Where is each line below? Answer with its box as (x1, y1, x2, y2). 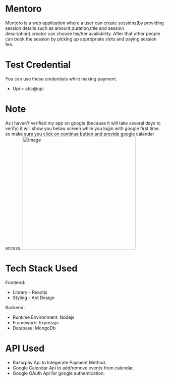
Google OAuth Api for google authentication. (12, 370, 105, 376)
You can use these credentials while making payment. (5, 75, 118, 81)
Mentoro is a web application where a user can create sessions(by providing (5, 20, 164, 26)
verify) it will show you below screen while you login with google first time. (5, 125, 160, 132)
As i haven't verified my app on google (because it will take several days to (5, 120, 161, 126)
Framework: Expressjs (12, 319, 59, 325)
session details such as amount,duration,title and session (5, 25, 125, 31)
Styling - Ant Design (12, 294, 54, 301)
